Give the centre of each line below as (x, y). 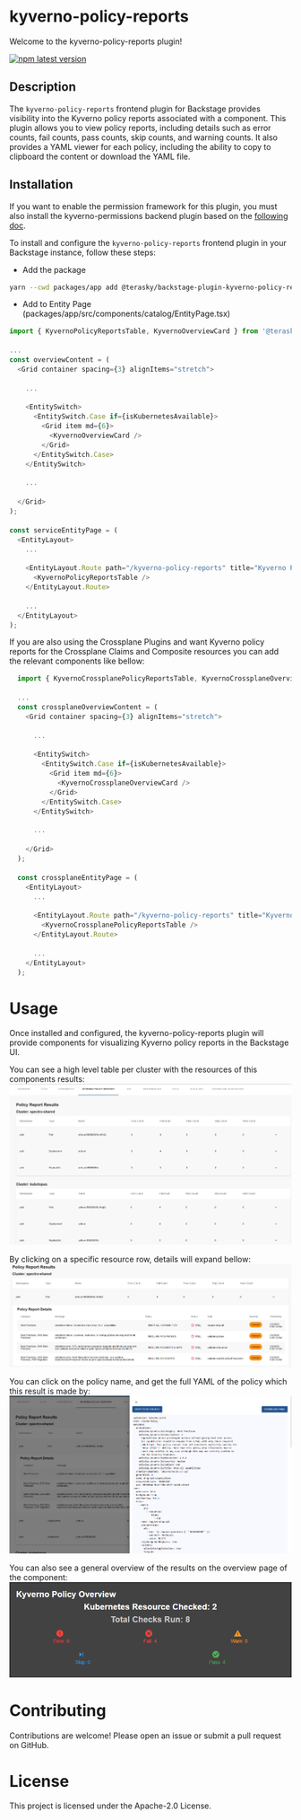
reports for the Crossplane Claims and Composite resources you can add (144, 652)
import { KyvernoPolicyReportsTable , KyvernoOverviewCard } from (133, 331)
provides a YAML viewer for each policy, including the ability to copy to (140, 146)
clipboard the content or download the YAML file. (100, 156)
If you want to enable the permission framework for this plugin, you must (143, 206)
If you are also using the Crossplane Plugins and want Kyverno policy (137, 642)
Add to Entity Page (57, 304)
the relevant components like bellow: (77, 661)
